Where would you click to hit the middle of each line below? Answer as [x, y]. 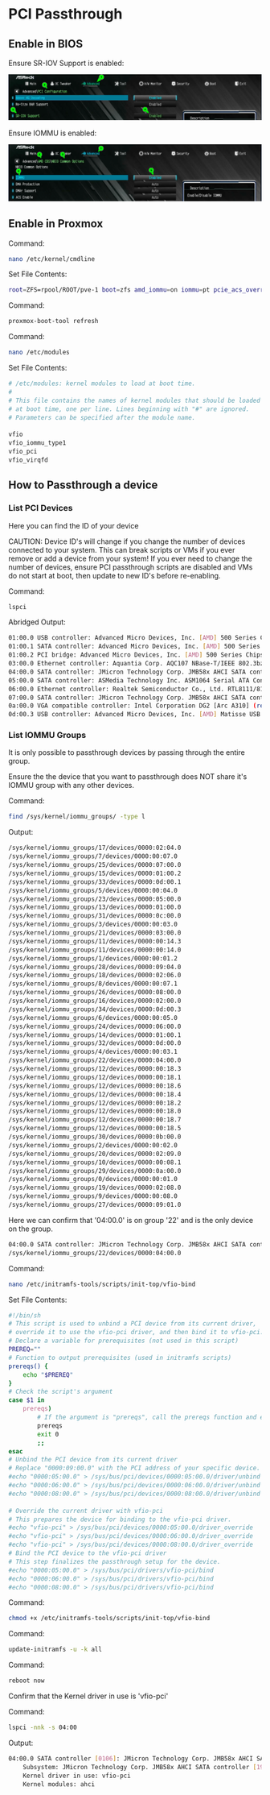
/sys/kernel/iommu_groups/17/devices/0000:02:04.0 [95, 848]
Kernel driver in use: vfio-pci [77, 1776]
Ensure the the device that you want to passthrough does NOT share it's [128, 777]
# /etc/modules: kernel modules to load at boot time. [102, 383]
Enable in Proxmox [56, 224]
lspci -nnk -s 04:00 [43, 1728]
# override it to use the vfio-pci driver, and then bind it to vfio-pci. [136, 1333]
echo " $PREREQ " [48, 1374]
